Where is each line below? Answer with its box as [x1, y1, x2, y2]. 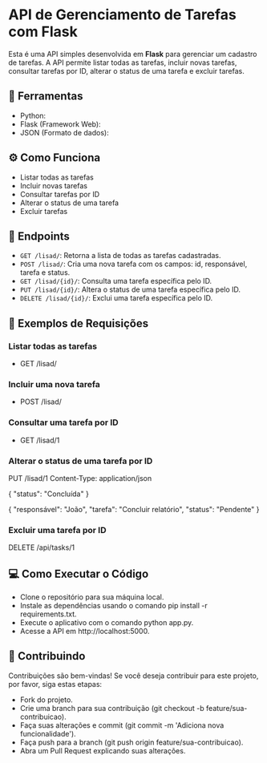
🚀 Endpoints [8, 229, 71, 243]
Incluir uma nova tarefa [8, 378, 100, 390]
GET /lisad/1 [19, 435, 60, 445]
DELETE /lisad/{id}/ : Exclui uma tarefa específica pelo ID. [19, 293, 213, 303]
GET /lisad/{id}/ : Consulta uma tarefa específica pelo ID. [19, 277, 212, 286]
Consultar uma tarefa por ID [8, 417, 119, 428]
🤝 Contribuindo [8, 649, 86, 663]
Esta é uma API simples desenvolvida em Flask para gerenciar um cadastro [8, 49, 257, 59]
